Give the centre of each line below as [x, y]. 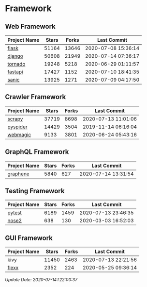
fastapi [15, 72]
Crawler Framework [36, 97]
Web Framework [30, 26]
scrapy [15, 118]
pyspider [17, 127]
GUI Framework [29, 238]
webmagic [19, 135]
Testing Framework [35, 191]
